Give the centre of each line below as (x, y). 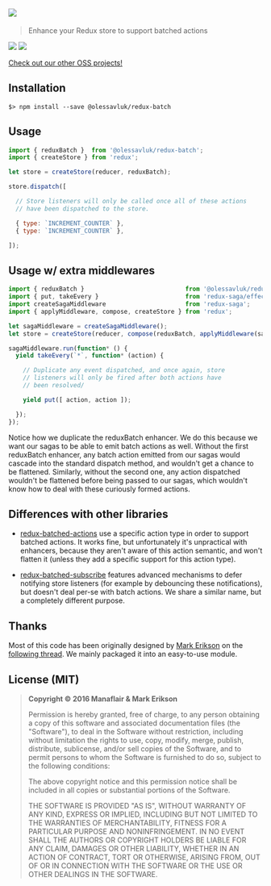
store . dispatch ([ (38, 187)
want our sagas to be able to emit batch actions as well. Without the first (128, 446)
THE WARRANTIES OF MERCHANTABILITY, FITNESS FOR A (127, 822)
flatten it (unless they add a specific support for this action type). (128, 559)
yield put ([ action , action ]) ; (77, 399)
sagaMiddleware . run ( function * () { (68, 348)
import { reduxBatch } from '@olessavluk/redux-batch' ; (106, 150)
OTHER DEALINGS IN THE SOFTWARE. (93, 874)
